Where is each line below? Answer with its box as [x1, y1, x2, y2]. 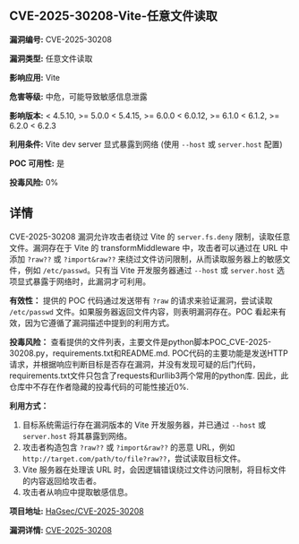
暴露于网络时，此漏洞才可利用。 [32, 276, 150, 287]
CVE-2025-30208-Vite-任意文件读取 [9, 8, 218, 24]
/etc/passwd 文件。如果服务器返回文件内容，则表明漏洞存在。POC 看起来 [9, 306, 279, 316]
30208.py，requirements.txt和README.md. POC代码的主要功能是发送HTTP [9, 348, 289, 358]
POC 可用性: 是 [9, 158, 65, 168]
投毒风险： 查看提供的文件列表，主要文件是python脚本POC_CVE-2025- [9, 336, 271, 347]
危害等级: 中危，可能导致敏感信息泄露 [9, 91, 148, 101]
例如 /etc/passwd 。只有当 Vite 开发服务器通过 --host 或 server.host [24, 264, 275, 275]
